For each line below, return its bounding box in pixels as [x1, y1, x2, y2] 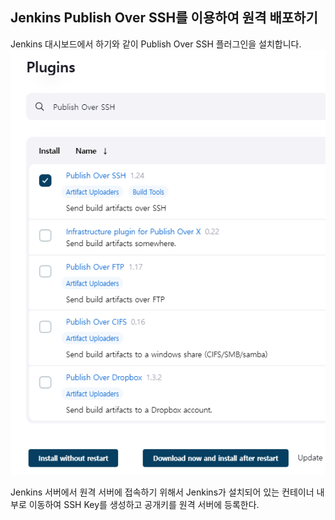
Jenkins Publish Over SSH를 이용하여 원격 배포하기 [10, 9, 318, 27]
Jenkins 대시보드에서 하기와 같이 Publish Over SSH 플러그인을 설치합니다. [10, 38, 302, 50]
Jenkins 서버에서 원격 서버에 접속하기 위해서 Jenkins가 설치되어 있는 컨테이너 [10, 486, 315, 498]
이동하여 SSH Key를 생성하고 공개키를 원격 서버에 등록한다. [28, 498, 260, 510]
